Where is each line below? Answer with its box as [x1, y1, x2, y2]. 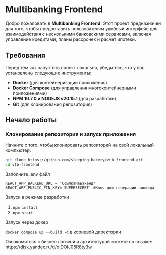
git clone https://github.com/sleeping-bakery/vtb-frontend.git [5, 158, 143, 163]
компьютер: [5, 147, 31, 154]
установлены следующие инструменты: [5, 70, 92, 76]
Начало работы [5, 116, 57, 124]
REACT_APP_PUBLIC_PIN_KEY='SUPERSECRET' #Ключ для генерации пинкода [5, 185, 155, 190]
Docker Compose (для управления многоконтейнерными [12, 85, 136, 91]
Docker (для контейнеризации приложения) [12, 79, 107, 85]
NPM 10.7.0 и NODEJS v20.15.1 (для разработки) [12, 95, 116, 101]
